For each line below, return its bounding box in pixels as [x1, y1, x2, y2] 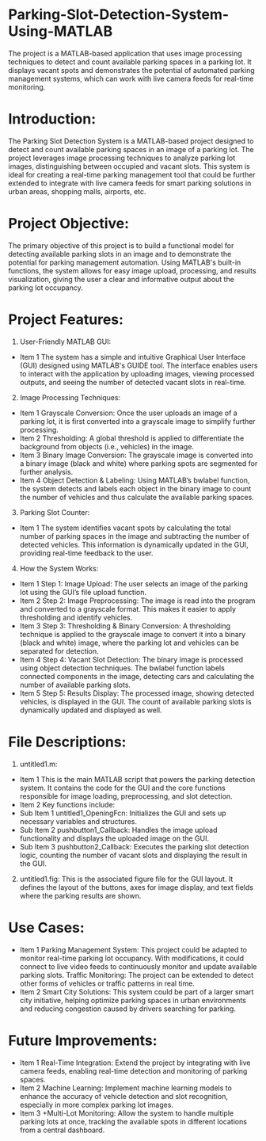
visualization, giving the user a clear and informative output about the [8, 274, 235, 284]
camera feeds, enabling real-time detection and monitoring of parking [19, 1066, 248, 1075]
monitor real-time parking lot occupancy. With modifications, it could [19, 953, 244, 963]
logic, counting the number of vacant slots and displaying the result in [19, 850, 248, 860]
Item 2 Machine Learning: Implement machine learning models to [19, 1083, 232, 1093]
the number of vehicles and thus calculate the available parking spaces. [19, 492, 255, 502]
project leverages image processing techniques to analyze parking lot [8, 153, 236, 162]
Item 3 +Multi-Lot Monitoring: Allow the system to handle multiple [19, 1108, 234, 1118]
